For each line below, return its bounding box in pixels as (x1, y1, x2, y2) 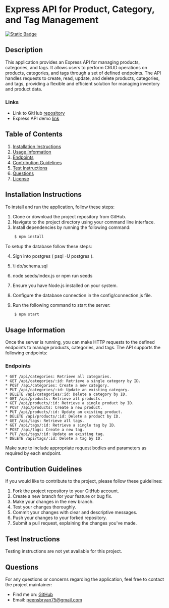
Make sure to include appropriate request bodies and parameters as (5, 445, 147, 451)
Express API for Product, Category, (5, 4, 155, 15)
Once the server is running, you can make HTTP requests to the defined (5, 339, 155, 345)
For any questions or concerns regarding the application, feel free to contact (5, 576, 164, 582)
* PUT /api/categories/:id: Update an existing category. (5, 387, 130, 392)
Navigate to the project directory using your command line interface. (12, 219, 155, 225)
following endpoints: (5, 350, 48, 356)
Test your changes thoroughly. (12, 504, 77, 510)
